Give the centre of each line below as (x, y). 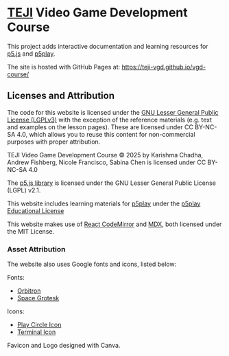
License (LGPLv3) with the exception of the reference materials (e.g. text (110, 120)
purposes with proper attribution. (54, 142)
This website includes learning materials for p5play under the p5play (104, 203)
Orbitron (29, 291)
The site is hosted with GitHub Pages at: (64, 67)
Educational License (36, 210)
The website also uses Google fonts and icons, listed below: (92, 264)
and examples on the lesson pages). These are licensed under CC (100, 127)
